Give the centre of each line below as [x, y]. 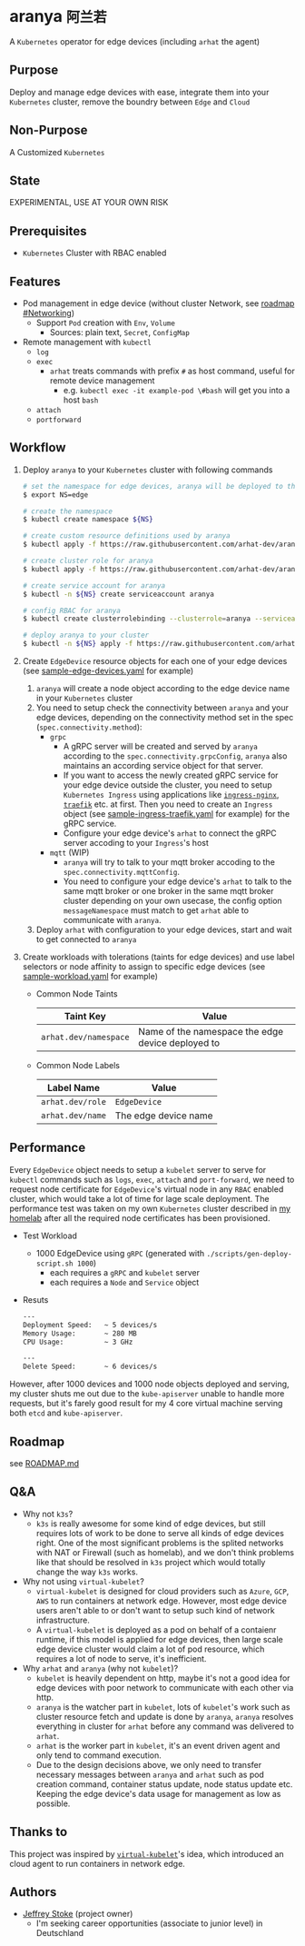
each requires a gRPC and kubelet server [124, 1272]
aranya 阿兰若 [58, 17]
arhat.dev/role [74, 1102]
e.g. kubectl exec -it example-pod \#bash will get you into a [177, 390]
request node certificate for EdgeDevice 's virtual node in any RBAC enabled [147, 1189]
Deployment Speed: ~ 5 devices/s [90, 1325]
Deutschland [60, 1933]
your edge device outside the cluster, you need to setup [167, 785]
